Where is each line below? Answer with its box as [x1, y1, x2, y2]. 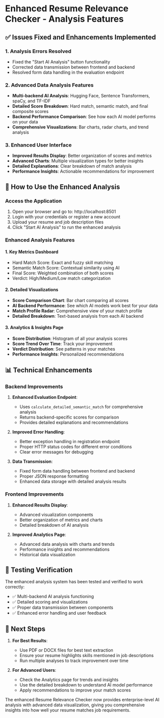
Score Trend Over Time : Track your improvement [12, 340, 113, 347]
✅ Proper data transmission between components [12, 604, 113, 610]
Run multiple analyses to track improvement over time [19, 658, 129, 664]
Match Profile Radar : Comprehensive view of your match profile [12, 308, 142, 314]
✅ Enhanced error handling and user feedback [12, 610, 107, 616]
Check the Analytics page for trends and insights [19, 677, 119, 683]
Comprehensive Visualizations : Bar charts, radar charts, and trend [12, 124, 149, 130]
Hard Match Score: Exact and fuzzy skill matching [12, 260, 113, 266]
